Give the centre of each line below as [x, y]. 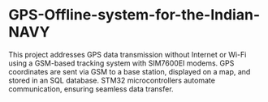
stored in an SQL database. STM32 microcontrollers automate [112, 80]
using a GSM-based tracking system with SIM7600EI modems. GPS [121, 63]
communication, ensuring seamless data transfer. [91, 89]
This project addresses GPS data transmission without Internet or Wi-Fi [128, 54]
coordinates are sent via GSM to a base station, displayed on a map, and [130, 71]
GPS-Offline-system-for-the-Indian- [134, 15]
